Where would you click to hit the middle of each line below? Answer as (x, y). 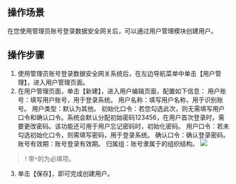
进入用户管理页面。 (61, 82)
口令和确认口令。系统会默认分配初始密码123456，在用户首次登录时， (118, 117)
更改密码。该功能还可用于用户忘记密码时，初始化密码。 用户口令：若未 (126, 126)
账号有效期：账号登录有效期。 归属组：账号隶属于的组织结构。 (108, 143)
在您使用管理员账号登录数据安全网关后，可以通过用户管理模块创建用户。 (112, 31)
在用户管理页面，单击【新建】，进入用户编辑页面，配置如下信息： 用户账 (122, 91)
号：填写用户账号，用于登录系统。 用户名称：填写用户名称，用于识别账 (120, 100)
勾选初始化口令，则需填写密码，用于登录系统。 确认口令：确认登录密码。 (123, 135)
